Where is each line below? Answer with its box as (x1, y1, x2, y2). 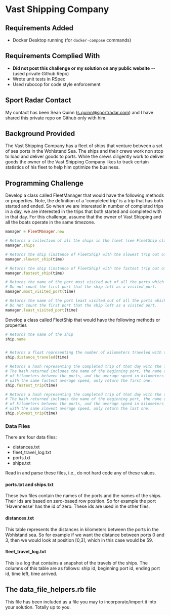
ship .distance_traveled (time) (5, 355, 69, 360)
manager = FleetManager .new (5, 229, 65, 234)
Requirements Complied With (5, 52, 100, 60)
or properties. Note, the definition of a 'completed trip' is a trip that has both (5, 198, 163, 204)
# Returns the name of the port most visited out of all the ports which (5, 280, 164, 285)
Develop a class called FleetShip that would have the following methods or (5, 317, 160, 323)
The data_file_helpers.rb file (5, 585, 96, 594)
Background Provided (5, 129, 75, 138)
